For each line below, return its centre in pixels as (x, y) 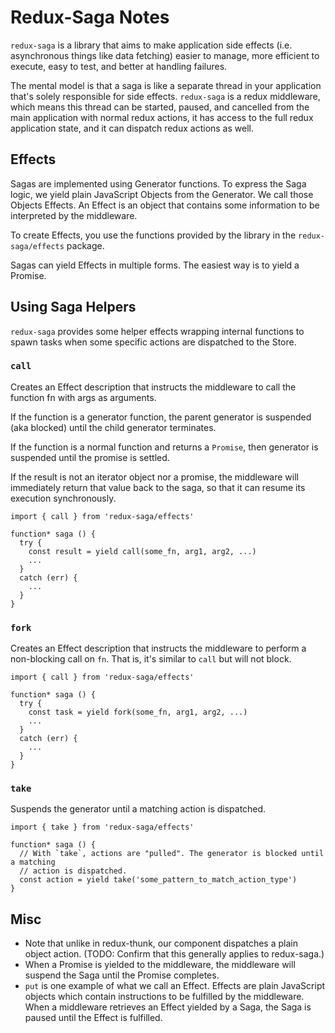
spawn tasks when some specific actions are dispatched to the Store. (153, 342)
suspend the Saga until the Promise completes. (122, 975)
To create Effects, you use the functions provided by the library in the (153, 235)
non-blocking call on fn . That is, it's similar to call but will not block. (151, 659)
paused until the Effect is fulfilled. (93, 1018)
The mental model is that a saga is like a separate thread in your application (166, 85)
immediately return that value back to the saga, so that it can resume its (158, 487)
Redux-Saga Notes (90, 17)
